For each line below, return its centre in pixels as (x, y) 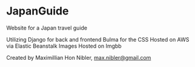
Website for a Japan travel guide (47, 28)
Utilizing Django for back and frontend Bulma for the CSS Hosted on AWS (98, 39)
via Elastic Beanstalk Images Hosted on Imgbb (64, 46)
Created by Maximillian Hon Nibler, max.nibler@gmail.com (79, 57)
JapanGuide (38, 11)
